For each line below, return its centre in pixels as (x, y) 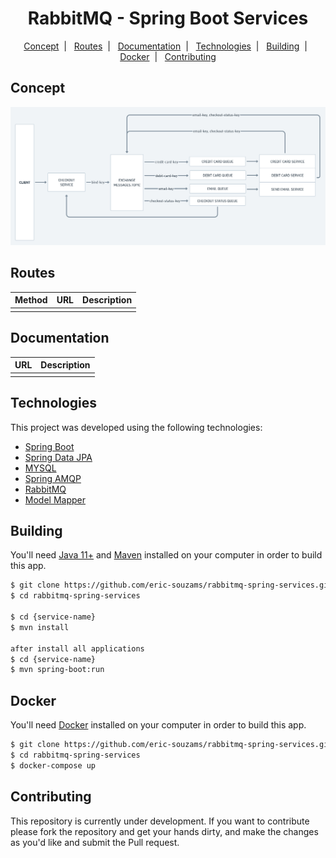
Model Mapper (55, 499)
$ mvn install (40, 627)
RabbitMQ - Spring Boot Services (168, 18)
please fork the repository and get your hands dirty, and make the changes (164, 831)
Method (31, 300)
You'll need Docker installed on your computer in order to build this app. (158, 725)
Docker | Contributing (168, 56)
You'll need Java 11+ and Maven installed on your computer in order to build (166, 555)
